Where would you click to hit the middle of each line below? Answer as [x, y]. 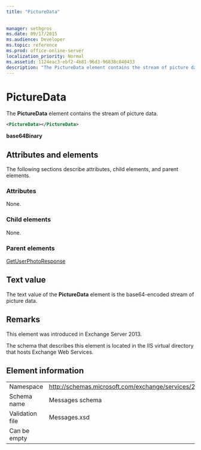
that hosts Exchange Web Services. [50, 352]
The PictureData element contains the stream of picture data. [82, 114]
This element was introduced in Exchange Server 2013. [74, 334]
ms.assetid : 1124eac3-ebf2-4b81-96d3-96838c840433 [71, 62]
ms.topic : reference [32, 45]
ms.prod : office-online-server [45, 51]
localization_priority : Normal [45, 56]
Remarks [23, 320]
